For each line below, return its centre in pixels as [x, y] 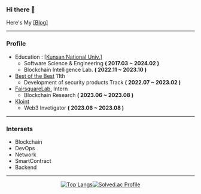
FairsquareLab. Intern [41, 89]
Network [26, 154]
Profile [16, 44]
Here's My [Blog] [27, 23]
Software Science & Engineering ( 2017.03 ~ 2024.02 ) [92, 63]
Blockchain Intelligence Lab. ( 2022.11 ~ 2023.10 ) [85, 69]
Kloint [22, 101]
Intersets [19, 129]
